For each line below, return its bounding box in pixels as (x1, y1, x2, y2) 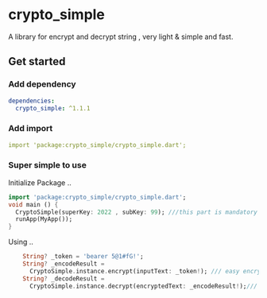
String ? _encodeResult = (22, 260, 105, 268)
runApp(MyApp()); (15, 215, 73, 223)
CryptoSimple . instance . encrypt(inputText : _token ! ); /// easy (29, 267, 240, 275)
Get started (8, 55, 66, 68)
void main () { (8, 200, 59, 208)
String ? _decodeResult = (22, 274, 105, 283)
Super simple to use (8, 160, 87, 171)
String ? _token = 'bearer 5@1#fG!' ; (22, 253, 145, 261)
